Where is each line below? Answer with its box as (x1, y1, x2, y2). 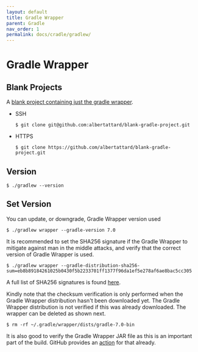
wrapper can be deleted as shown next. (6, 309, 106, 317)
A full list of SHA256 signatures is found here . (6, 278, 121, 286)
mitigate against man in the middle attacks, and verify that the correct (6, 244, 181, 251)
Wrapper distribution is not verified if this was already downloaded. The (6, 303, 186, 311)
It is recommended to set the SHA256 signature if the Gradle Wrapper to (6, 237, 188, 245)
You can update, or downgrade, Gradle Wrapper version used (6, 215, 161, 223)
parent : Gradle (6, 20, 45, 26)
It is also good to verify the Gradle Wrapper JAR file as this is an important (6, 332, 193, 339)
